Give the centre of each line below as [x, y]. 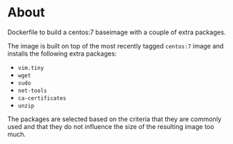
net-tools [33, 91]
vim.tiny [31, 68]
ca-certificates [42, 98]
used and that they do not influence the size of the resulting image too [111, 126]
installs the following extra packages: [62, 53]
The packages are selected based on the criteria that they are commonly [114, 119]
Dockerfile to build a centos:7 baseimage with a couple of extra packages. [117, 32]
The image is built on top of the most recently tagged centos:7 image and [115, 46]
